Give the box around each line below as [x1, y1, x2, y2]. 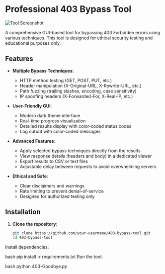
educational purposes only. [5, 40, 61, 46]
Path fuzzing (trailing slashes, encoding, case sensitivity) [19, 88, 137, 94]
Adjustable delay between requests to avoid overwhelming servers [19, 163, 157, 170]
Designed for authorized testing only [19, 193, 95, 199]
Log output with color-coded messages [19, 128, 101, 134]
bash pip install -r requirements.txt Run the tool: [5, 254, 103, 260]
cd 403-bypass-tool [12, 235, 53, 240]
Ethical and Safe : [12, 173, 48, 179]
